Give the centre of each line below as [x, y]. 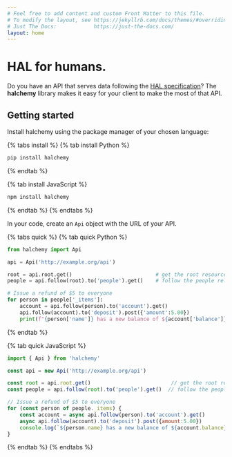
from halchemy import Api [44, 249]
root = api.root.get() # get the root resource [117, 274]
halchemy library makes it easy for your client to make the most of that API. [115, 93]
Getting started [41, 115]
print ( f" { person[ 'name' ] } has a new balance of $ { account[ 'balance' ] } [123, 319]
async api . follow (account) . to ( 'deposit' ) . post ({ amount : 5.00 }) [111, 421]
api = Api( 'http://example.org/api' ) [61, 262]
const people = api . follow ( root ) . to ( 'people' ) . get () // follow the [108, 390]
